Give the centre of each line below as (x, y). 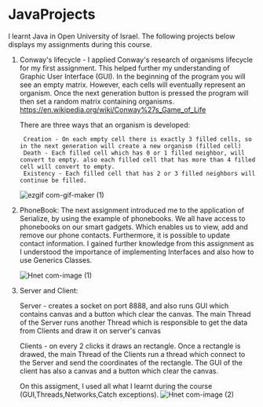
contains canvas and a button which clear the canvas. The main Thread (135, 314)
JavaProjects (52, 15)
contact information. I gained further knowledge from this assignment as (137, 243)
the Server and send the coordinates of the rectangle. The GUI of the (131, 362)
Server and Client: (49, 290)
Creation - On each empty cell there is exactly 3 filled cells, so (138, 139)
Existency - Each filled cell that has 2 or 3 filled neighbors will (139, 173)
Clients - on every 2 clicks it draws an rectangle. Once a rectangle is (130, 346)
